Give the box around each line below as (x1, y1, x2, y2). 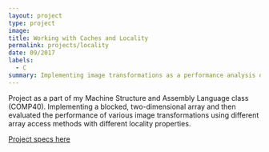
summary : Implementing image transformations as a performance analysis (8, 71, 256, 79)
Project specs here (8, 134, 70, 144)
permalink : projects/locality (8, 42, 110, 50)
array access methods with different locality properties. (8, 118, 191, 128)
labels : (8, 57, 34, 65)
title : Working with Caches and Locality (8, 34, 149, 42)
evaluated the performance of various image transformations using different (8, 110, 259, 120)
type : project (8, 19, 56, 27)
